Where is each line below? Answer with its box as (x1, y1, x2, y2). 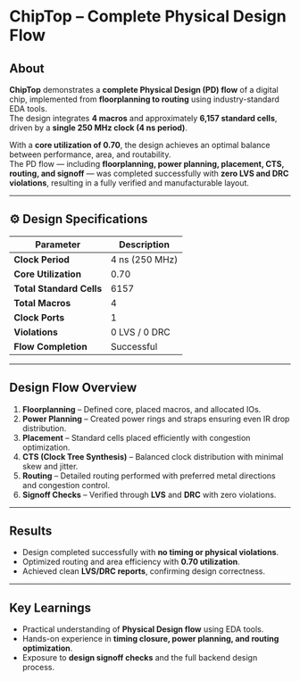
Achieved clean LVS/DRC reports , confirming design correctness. (21, 566, 266, 577)
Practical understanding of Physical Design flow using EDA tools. (21, 624, 264, 635)
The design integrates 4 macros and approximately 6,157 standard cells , (9, 113, 278, 123)
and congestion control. (21, 479, 110, 490)
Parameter (35, 238, 81, 251)
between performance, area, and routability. (9, 149, 171, 160)
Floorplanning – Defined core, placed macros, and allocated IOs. (21, 403, 262, 414)
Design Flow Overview (9, 380, 137, 395)
